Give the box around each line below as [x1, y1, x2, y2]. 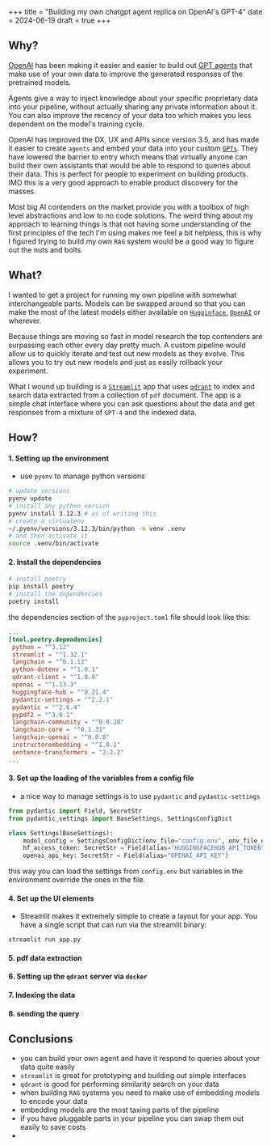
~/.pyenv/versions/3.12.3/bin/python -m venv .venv [8, 524, 186, 533]
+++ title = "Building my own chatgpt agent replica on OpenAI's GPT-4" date [8, 7, 263, 16]
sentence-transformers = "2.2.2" [11, 748, 125, 756]
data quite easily [19, 1062, 75, 1072]
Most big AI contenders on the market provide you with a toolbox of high [8, 202, 250, 211]
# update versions [8, 487, 70, 495]
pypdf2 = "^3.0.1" [11, 711, 74, 719]
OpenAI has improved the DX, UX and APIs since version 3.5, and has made [8, 134, 260, 144]
